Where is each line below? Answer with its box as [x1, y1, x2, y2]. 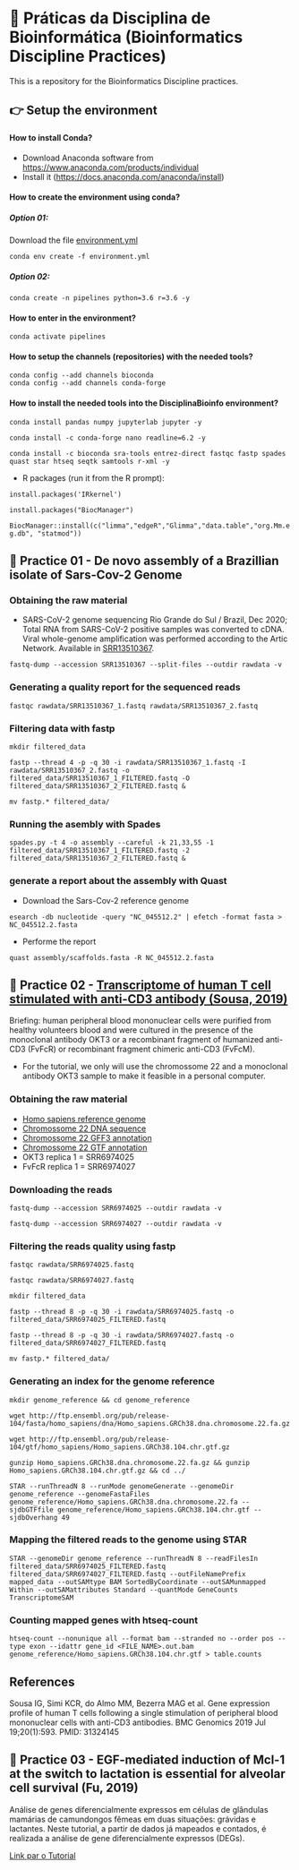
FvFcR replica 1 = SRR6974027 [21, 1161, 136, 1171]
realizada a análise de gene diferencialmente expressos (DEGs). [9, 1832, 245, 1843]
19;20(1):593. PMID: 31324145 [9, 1726, 119, 1737]
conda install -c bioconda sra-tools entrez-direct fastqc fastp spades [9, 449, 286, 458]
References [9, 1674, 75, 1689]
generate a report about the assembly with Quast [9, 875, 227, 888]
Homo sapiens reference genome [21, 1113, 146, 1124]
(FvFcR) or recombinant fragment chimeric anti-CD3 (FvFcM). [27, 1043, 255, 1055]
